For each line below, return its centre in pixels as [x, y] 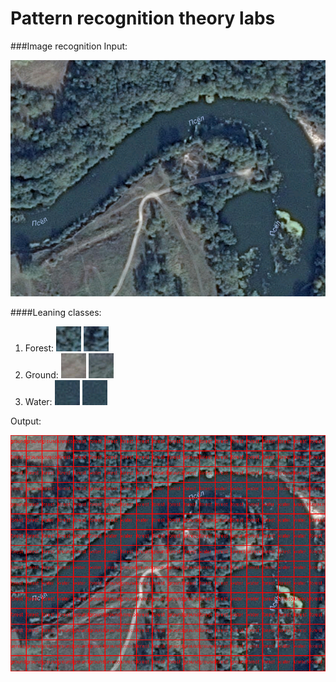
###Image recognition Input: [69, 46]
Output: [26, 421]
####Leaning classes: [56, 312]
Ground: [41, 374]
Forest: [39, 348]
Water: [38, 401]
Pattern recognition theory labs [143, 18]
